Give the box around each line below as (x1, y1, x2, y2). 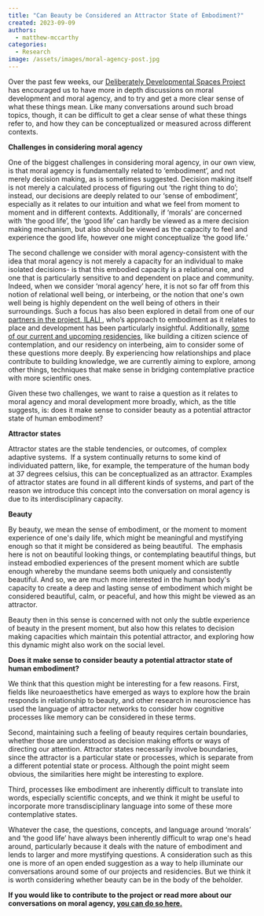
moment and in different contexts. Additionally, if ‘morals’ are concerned (8, 208, 242, 217)
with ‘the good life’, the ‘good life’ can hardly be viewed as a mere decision (8, 215, 249, 225)
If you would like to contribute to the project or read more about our (8, 890, 232, 899)
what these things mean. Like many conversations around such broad (8, 101, 234, 111)
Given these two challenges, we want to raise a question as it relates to (8, 388, 238, 398)
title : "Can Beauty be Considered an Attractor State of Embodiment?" (8, 11, 244, 20)
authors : (8, 26, 37, 34)
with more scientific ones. (8, 373, 92, 382)
